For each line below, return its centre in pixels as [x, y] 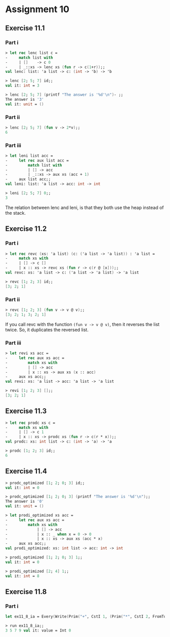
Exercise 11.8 [26, 592]
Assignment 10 [37, 9]
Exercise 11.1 [25, 28]
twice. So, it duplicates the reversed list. [47, 330]
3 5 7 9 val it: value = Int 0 [38, 630]
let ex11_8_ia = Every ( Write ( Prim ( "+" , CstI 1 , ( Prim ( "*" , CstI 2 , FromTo [86, 617]
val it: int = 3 [22, 86]
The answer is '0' [25, 502]
